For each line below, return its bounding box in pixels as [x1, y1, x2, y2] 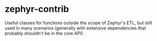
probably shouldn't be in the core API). [4, 30, 84, 36]
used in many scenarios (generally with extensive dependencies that [4, 25, 146, 31]
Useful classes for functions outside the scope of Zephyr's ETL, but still [4, 20, 152, 26]
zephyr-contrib [4, 3, 69, 15]
